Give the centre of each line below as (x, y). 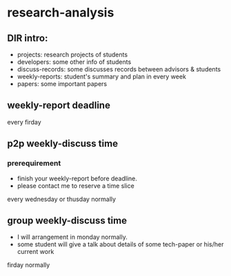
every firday (24, 122)
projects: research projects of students (72, 54)
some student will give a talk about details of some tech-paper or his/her (120, 244)
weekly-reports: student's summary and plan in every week (101, 76)
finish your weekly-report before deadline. (77, 178)
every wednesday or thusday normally (61, 199)
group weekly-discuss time (67, 221)
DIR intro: (28, 38)
